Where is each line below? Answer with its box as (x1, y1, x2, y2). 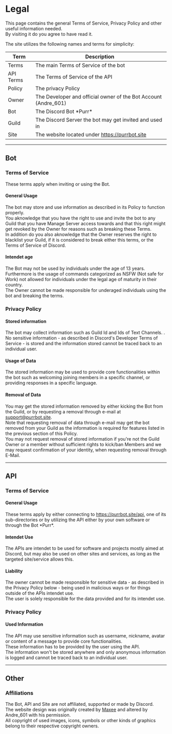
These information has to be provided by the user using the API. (5, 643, 140, 649)
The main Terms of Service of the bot (35, 62, 125, 69)
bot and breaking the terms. (5, 293, 64, 299)
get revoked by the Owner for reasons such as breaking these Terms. (5, 226, 152, 232)
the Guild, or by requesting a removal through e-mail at (5, 408, 121, 414)
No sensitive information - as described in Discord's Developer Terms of (5, 335, 158, 341)
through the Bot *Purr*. (5, 522, 55, 528)
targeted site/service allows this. (5, 556, 74, 562)
